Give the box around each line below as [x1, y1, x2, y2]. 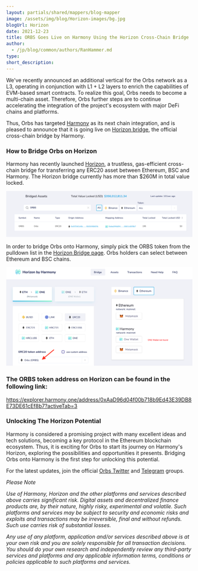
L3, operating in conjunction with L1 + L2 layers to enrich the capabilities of [6, 83, 189, 90]
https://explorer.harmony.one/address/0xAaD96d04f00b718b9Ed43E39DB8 [6, 396, 192, 403]
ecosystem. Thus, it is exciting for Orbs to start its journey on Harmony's [6, 443, 183, 450]
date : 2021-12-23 [6, 28, 49, 34]
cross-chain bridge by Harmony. [6, 132, 85, 139]
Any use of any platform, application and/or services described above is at [6, 533, 190, 540]
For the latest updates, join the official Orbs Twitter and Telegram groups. [6, 467, 184, 474]
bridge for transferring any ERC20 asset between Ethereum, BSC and [20, 166, 190, 174]
